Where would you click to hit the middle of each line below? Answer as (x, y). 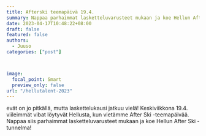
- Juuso (22, 47)
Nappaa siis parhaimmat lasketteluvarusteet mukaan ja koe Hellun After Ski (101, 121)
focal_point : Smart (37, 79)
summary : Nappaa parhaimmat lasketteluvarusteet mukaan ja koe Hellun (98, 18)
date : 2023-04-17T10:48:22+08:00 (49, 23)
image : (15, 74)
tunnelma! (19, 128)
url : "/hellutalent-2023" (39, 91)
